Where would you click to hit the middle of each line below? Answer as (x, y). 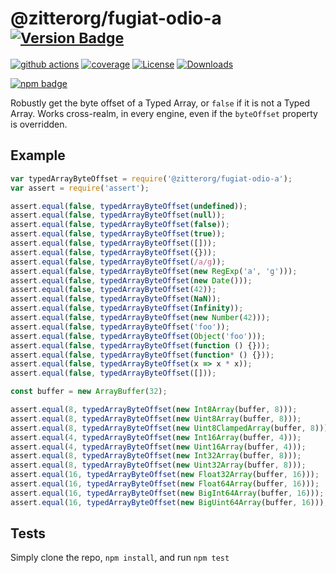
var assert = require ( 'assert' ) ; (80, 188)
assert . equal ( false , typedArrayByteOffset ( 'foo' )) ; (120, 327)
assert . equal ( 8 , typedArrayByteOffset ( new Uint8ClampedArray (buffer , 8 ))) (169, 428)
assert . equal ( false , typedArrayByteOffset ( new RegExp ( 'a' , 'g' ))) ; (154, 271)
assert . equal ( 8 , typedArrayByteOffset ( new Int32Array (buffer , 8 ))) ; (156, 456)
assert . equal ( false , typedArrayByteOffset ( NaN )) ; (116, 299)
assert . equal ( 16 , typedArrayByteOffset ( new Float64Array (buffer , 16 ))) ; (165, 484)
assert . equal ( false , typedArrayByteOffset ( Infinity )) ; (127, 308)
